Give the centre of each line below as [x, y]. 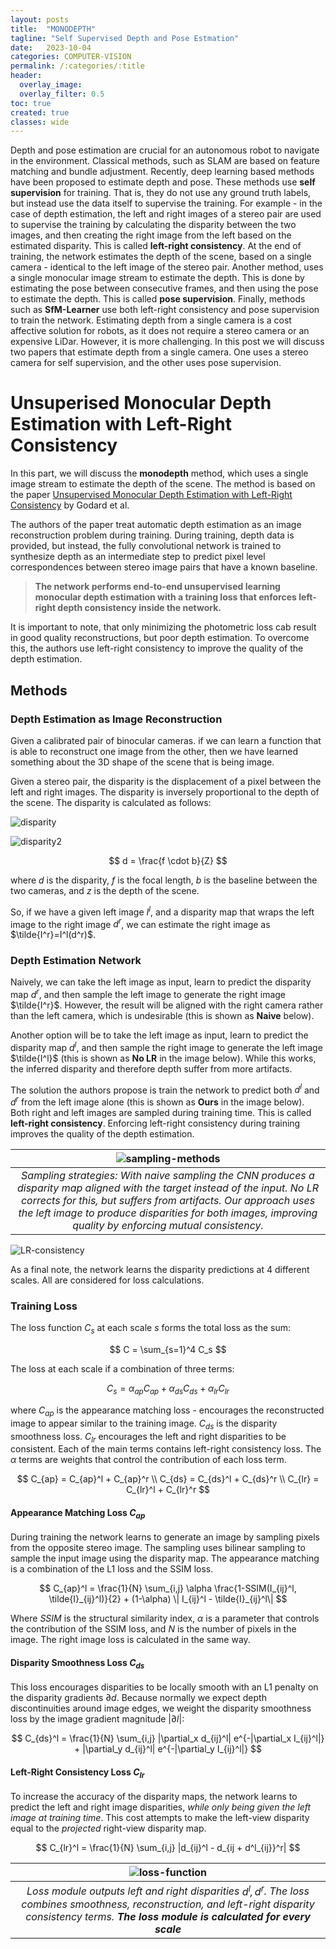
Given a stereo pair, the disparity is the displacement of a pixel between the [166, 781]
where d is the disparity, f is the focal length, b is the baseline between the [164, 880]
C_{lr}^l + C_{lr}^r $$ [168, 1490]
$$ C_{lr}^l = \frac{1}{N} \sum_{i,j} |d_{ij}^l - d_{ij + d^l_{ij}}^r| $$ [168, 1848]
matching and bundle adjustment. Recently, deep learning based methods [162, 172]
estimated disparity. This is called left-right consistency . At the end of [156, 246]
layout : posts [40, 19]
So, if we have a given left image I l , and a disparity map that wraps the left [162, 911]
